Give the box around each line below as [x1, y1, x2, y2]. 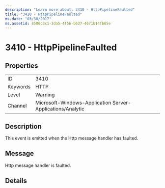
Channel [7, 103, 27, 109]
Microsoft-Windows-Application [35, 99, 111, 106]
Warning [35, 91, 55, 98]
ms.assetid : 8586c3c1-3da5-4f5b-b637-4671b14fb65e [5, 21, 111, 26]
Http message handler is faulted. [5, 162, 71, 168]
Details [5, 177, 27, 185]
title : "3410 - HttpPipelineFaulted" [5, 12, 82, 17]
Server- [112, 99, 131, 106]
